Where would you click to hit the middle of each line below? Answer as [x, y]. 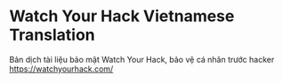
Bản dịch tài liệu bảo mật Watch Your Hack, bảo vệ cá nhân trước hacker [142, 59]
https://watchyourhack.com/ [61, 69]
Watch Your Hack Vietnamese [122, 16]
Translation [52, 35]
